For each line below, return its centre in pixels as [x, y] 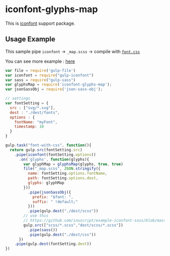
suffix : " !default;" [55, 202]
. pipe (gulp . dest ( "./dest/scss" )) [63, 211]
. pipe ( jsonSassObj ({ [49, 192]
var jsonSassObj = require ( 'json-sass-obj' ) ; [54, 90]
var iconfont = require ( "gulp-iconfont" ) [50, 75]
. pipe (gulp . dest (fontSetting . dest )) [53, 244]
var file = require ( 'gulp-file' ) [40, 70]
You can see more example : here [40, 61]
